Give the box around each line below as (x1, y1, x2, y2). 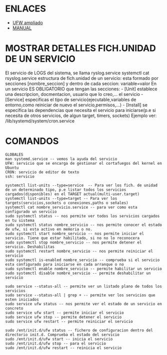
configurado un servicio (5, 209, 57, 214)
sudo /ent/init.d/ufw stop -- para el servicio (5, 341, 106, 346)
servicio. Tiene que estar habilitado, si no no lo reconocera (5, 235, 140, 241)
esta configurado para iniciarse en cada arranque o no (5, 262, 124, 267)
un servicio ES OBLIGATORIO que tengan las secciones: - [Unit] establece (5, 86, 157, 92)
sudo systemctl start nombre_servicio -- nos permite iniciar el (5, 231, 144, 236)
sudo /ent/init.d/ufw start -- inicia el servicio (5, 336, 113, 341)
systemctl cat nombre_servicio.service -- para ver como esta (5, 204, 137, 210)
